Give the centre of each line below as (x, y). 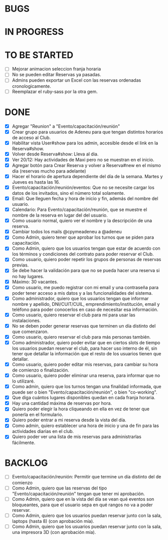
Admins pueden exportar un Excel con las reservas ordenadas (76, 80)
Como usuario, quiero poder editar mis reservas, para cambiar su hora (85, 364)
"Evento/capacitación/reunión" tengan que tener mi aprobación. (78, 494)
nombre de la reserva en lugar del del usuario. (60, 215)
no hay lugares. (28, 276)
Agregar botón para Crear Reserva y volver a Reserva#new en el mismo (87, 165)
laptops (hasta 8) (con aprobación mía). (53, 521)
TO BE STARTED (39, 55)
